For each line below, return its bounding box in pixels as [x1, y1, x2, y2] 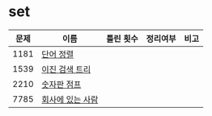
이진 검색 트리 [41, 64, 91, 75]
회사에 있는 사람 [41, 93, 99, 105]
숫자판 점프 [41, 79, 82, 90]
